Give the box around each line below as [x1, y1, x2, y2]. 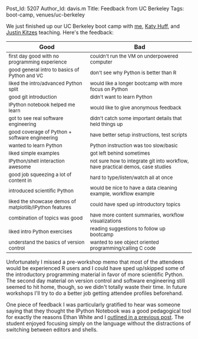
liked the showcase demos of [8, 198, 77, 205]
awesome [8, 163, 31, 170]
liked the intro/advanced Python [8, 79, 82, 87]
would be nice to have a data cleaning [90, 185, 177, 191]
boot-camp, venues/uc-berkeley [6, 11, 85, 18]
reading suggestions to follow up [90, 225, 166, 232]
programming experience [8, 58, 67, 65]
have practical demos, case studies [90, 163, 172, 170]
